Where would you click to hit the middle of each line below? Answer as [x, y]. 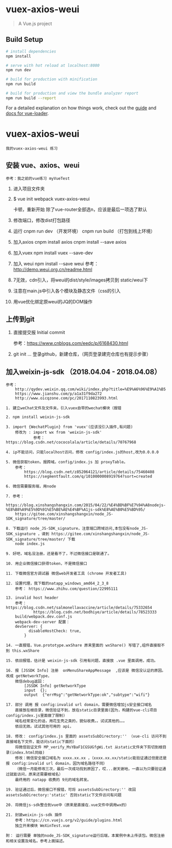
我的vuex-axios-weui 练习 [32, 148]
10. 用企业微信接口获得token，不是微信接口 [46, 564]
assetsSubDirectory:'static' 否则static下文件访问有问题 [64, 795]
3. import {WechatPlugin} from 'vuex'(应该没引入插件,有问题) [69, 427]
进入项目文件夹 [29, 189]
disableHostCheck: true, [55, 631]
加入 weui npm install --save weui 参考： [56, 264]
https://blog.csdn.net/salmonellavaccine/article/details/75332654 [79, 608]
